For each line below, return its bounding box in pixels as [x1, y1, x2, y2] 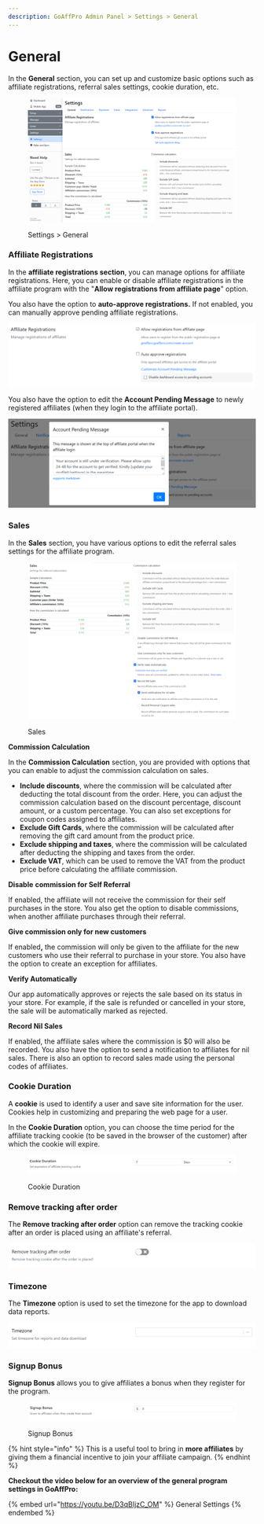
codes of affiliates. [8, 1062, 68, 1071]
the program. [8, 1386, 50, 1396]
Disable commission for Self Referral [8, 879, 131, 889]
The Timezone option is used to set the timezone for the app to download [8, 1298, 247, 1309]
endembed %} [8, 1508, 55, 1518]
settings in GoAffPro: [8, 1485, 79, 1494]
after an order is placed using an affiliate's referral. [8, 1228, 172, 1238]
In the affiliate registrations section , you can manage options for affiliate [8, 267, 245, 277]
